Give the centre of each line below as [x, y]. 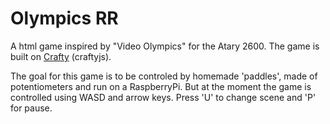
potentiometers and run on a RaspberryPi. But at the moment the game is [161, 86]
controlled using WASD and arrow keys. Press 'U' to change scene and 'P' [163, 97]
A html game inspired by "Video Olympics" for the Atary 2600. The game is [165, 46]
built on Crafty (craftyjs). [61, 56]
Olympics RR [64, 18]
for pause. [31, 108]
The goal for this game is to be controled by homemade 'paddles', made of [164, 76]
